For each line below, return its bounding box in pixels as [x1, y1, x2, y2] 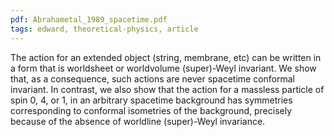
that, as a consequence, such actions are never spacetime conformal [10, 72, 296, 85]
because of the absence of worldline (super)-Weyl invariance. [10, 115, 266, 127]
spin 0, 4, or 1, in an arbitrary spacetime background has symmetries [10, 94, 293, 106]
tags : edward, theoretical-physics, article [10, 24, 199, 34]
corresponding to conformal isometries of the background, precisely [10, 104, 293, 116]
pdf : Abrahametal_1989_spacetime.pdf [10, 14, 168, 25]
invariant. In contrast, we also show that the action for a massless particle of [10, 83, 325, 95]
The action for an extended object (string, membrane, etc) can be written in [10, 51, 322, 63]
